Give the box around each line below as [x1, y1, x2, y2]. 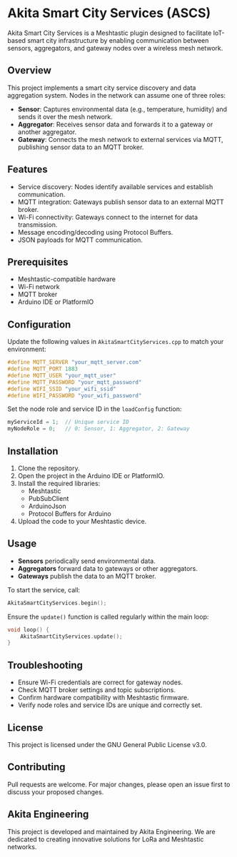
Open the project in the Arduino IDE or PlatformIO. [17, 472, 165, 480]
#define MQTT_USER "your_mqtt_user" [7, 372, 116, 379]
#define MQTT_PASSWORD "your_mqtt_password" [7, 378, 142, 386]
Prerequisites [7, 255, 69, 268]
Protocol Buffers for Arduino [28, 509, 112, 518]
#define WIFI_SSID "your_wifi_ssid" [7, 385, 116, 392]
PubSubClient [28, 495, 69, 502]
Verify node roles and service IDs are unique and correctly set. [17, 701, 203, 709]
